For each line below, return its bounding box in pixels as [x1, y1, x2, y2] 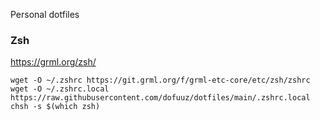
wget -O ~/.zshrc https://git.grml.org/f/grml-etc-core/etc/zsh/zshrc [10, 75, 311, 86]
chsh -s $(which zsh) [10, 102, 101, 112]
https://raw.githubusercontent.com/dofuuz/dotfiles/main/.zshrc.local [10, 93, 311, 103]
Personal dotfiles [10, 9, 80, 20]
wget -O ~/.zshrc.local [10, 84, 110, 94]
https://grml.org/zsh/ [10, 56, 97, 68]
